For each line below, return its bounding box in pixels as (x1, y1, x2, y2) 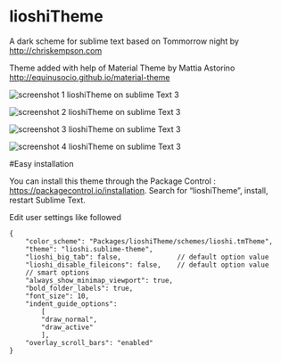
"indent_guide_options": (25, 299, 118, 309)
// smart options (25, 268, 90, 277)
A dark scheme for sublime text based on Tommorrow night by (9, 36, 239, 46)
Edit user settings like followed (9, 211, 122, 222)
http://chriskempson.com (9, 45, 103, 55)
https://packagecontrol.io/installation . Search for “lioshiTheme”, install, (9, 185, 269, 195)
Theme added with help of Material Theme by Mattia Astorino (9, 62, 236, 73)
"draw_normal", (41, 315, 98, 324)
